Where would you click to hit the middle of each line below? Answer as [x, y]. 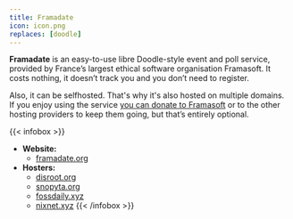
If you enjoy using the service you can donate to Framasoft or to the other [145, 105]
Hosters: [39, 168]
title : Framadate [42, 17]
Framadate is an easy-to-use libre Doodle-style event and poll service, [140, 60]
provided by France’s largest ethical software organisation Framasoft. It [140, 69]
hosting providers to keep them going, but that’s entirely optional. [129, 114]
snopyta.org [58, 187]
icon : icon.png [38, 26]
